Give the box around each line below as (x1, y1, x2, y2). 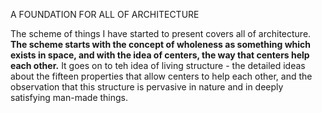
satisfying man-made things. (10, 92, 129, 103)
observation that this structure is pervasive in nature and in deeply (10, 81, 284, 93)
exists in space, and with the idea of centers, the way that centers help (10, 49, 310, 61)
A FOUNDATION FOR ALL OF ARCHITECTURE (10, 9, 200, 20)
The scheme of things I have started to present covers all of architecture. (10, 28, 312, 39)
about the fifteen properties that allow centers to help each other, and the (10, 70, 313, 82)
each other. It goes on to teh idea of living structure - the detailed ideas (10, 60, 306, 71)
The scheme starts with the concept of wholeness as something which (10, 39, 312, 50)
